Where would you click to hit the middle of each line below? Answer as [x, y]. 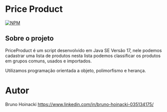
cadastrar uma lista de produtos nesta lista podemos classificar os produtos [83, 56]
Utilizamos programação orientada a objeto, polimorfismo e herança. [76, 70]
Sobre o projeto [29, 38]
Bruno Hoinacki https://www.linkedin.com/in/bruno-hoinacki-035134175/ [80, 104]
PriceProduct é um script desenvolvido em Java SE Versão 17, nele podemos [83, 50]
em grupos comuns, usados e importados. [48, 61]
